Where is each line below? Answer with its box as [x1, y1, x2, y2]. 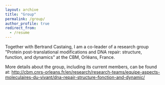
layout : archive [5, 7, 39, 12]
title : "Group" [5, 12, 37, 17]
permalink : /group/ [5, 16, 45, 21]
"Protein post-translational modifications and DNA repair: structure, [5, 49, 142, 55]
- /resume [9, 30, 30, 35]
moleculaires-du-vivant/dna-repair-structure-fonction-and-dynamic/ [5, 75, 145, 80]
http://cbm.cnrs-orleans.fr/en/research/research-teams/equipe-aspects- [11, 69, 161, 75]
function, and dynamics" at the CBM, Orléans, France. [5, 54, 115, 60]
